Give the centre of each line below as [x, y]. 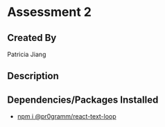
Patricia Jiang [27, 54]
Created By [32, 38]
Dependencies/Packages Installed [83, 100]
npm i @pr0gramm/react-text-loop [67, 117]
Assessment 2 [50, 12]
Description [33, 76]
